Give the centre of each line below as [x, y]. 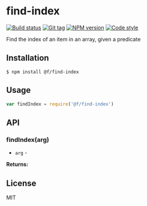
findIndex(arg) [28, 140]
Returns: [17, 164]
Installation [28, 58]
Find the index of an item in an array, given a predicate [73, 39]
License [21, 183]
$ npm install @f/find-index [43, 72]
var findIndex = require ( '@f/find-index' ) [60, 104]
